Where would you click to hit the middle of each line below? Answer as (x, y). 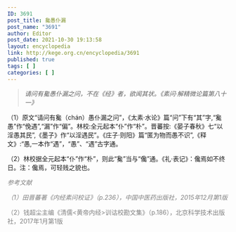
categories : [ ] (31, 72)
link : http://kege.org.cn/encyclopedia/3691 (73, 53)
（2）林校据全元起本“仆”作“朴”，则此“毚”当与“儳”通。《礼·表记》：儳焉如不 (113, 158)
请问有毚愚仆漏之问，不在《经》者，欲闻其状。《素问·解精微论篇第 (119, 94)
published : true (31, 60)
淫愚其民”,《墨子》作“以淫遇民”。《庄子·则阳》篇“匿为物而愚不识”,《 (104, 135)
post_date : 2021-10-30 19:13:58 (54, 40)
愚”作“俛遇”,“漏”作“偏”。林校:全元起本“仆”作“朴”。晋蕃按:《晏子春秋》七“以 (115, 126)
